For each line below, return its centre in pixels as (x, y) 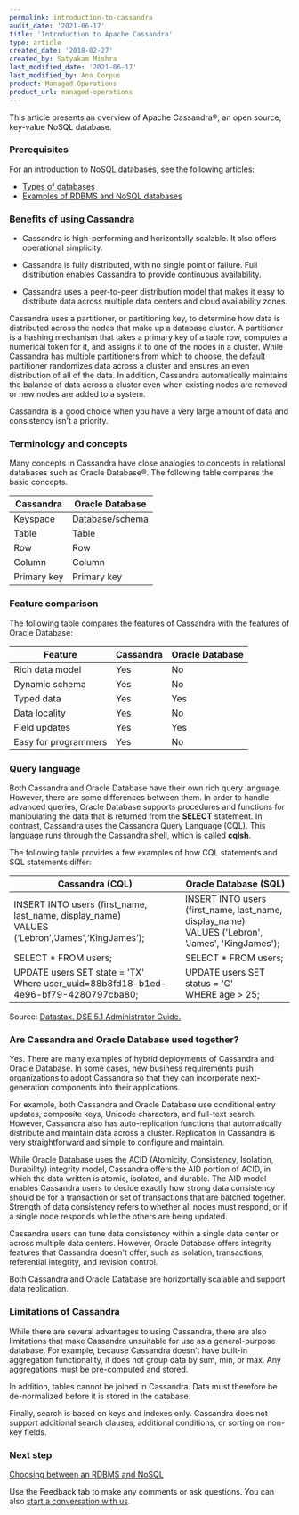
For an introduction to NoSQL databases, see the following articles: (132, 169)
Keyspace (34, 519)
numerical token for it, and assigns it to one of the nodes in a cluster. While (146, 347)
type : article (36, 42)
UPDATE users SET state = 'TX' (79, 972)
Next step (31, 1454)
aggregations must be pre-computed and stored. (99, 1369)
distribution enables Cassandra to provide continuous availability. (141, 275)
